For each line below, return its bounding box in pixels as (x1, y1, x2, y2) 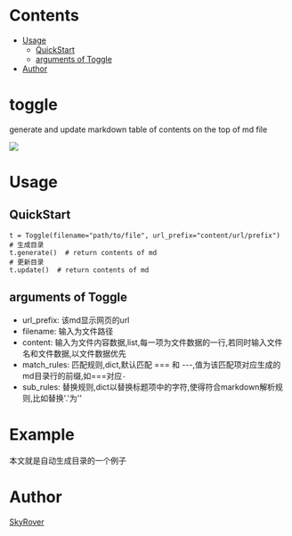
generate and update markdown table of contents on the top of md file (9, 124, 268, 135)
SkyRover (9, 516, 45, 527)
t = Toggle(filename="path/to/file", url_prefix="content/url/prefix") (9, 231, 280, 240)
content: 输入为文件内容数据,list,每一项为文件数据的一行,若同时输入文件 (21, 336, 283, 348)
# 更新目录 (9, 258, 45, 267)
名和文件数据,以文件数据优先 (21, 348, 126, 359)
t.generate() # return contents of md (9, 248, 158, 257)
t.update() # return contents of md (9, 265, 150, 275)
